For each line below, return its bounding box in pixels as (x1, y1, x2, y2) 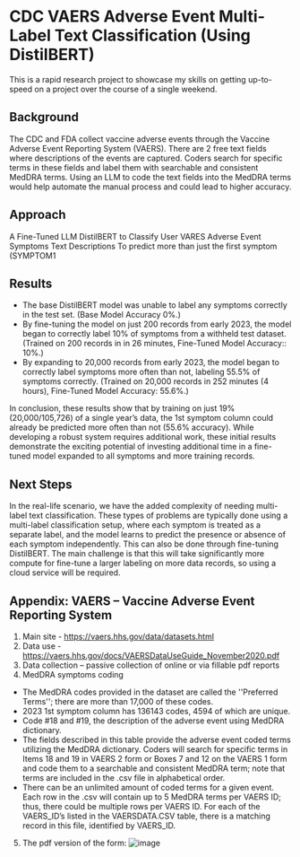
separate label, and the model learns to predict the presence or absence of (9, 529, 287, 540)
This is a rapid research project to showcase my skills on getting (9, 74, 246, 84)
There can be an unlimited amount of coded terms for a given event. (21, 783, 275, 792)
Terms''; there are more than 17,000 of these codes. (21, 696, 214, 706)
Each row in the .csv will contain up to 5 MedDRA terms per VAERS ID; (21, 791, 282, 802)
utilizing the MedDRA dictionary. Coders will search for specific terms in (21, 744, 288, 755)
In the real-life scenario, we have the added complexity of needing (9, 501, 255, 512)
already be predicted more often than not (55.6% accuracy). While (9, 422, 254, 433)
